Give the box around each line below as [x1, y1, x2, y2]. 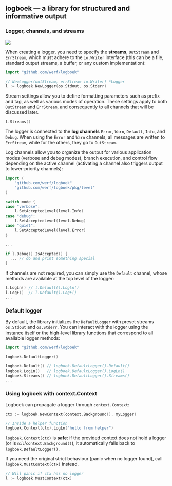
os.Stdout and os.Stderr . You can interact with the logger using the [5, 324, 148, 331]
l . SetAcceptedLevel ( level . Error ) [14, 228, 86, 233]
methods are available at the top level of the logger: [5, 276, 114, 282]
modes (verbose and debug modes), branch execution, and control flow [5, 155, 158, 161]
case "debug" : [5, 213, 36, 219]
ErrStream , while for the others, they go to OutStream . [5, 140, 117, 146]
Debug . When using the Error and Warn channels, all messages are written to [5, 134, 165, 140]
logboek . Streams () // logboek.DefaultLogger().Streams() [5, 373, 130, 378]
